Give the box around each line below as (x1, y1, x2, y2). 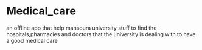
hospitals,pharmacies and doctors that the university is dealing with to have (6, 30, 196, 37)
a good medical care (6, 37, 58, 44)
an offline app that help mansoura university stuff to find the (6, 24, 157, 31)
